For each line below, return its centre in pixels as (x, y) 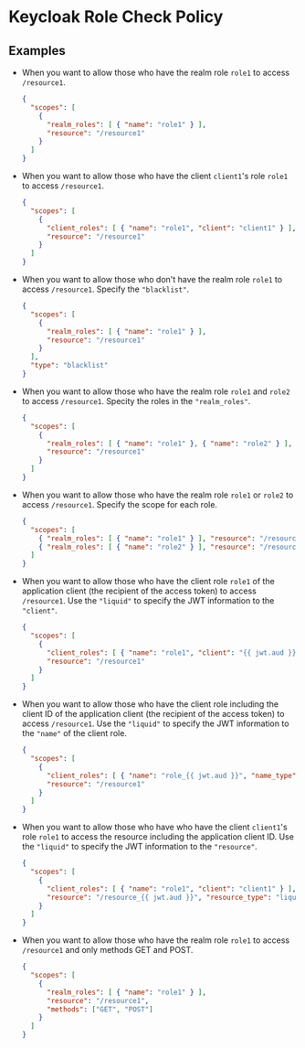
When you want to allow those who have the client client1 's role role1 (155, 176)
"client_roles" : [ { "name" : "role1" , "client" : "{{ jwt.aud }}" (173, 652)
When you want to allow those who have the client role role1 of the (148, 582)
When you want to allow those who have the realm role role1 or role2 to (158, 495)
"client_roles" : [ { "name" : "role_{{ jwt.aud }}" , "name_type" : (173, 775)
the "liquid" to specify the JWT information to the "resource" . (139, 847)
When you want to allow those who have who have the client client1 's (155, 827)
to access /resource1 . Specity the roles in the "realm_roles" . (136, 401)
